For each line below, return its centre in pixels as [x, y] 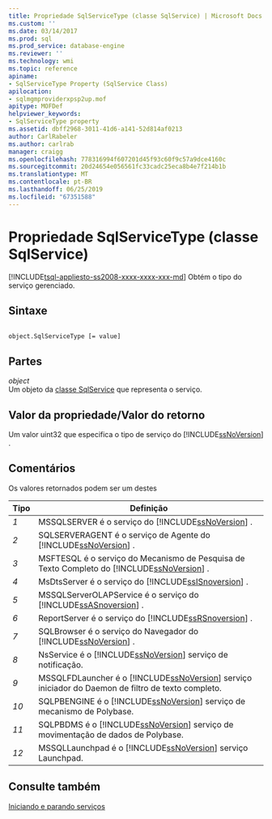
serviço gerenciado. [42, 285]
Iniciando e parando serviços [57, 806]
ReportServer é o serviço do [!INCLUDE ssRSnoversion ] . [145, 618]
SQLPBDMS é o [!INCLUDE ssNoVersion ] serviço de [136, 724]
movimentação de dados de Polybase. [110, 735]
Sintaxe [28, 310]
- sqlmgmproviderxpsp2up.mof [57, 99]
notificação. [60, 664]
